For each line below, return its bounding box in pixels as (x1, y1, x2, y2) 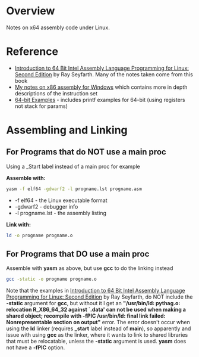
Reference (6, 45, 58, 58)
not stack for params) (14, 103, 68, 110)
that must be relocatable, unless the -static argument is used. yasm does (6, 338, 187, 345)
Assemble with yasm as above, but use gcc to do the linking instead (6, 265, 173, 272)
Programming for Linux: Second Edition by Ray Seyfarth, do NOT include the (6, 293, 193, 300)
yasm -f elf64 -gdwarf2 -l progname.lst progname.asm (6, 186, 143, 192)
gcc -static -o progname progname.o (6, 276, 97, 283)
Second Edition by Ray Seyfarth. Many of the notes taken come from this (14, 70, 193, 78)
